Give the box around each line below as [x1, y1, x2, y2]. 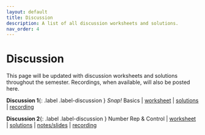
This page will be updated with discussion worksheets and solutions [6, 72, 178, 80]
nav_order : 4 [6, 26, 40, 32]
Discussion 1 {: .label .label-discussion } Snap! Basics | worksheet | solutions [6, 97, 199, 104]
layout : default [6, 9, 48, 15]
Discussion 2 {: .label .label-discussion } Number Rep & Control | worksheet [6, 115, 196, 122]
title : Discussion [6, 15, 53, 21]
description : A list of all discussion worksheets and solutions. [6, 20, 179, 26]
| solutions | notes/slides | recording [6, 122, 97, 129]
